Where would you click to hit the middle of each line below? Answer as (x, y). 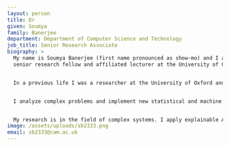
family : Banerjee (32, 33)
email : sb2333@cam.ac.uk (42, 132)
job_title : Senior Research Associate (62, 45)
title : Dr (21, 20)
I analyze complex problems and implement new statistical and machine (118, 101)
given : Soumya (27, 26)
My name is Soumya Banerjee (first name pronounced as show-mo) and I (116, 58)
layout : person (29, 13)
